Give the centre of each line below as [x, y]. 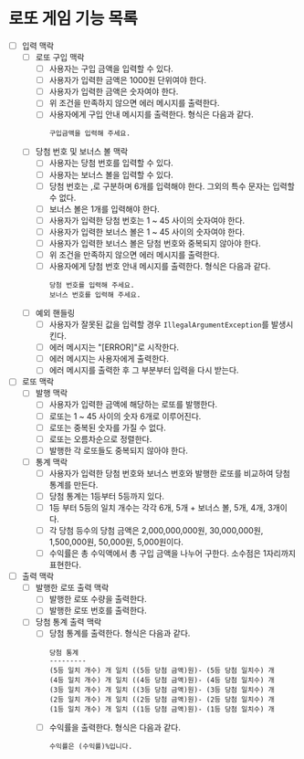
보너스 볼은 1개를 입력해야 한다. [105, 209]
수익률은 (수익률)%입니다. [91, 746]
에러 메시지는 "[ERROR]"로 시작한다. [114, 347]
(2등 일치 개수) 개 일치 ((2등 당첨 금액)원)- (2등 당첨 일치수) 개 [162, 700]
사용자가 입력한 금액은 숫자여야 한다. [114, 91]
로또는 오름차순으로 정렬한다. [100, 438]
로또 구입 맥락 [60, 57]
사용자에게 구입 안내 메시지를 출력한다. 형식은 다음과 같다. [152, 114]
